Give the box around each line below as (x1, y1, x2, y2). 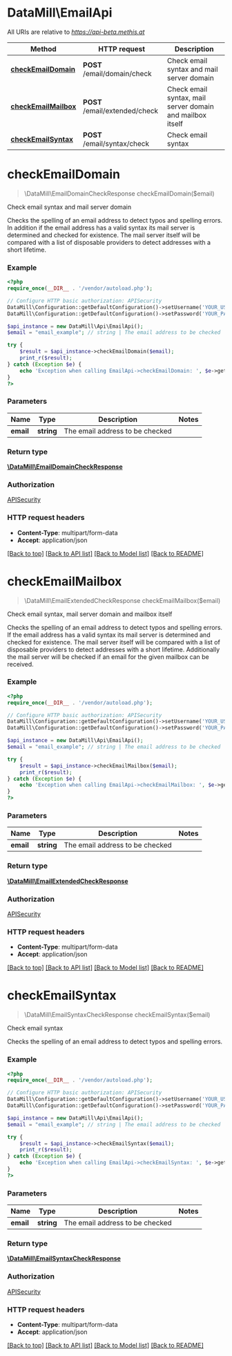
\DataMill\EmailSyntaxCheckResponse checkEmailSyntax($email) (23, 1011, 211, 1019)
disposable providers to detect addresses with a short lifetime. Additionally (7, 645, 220, 653)
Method (30, 44, 57, 53)
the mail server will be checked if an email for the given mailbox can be (7, 652, 209, 661)
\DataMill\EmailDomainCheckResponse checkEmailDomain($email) (23, 189, 215, 198)
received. (7, 660, 35, 668)
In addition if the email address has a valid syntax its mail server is (7, 223, 195, 232)
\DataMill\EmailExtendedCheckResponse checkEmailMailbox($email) (23, 596, 221, 604)
